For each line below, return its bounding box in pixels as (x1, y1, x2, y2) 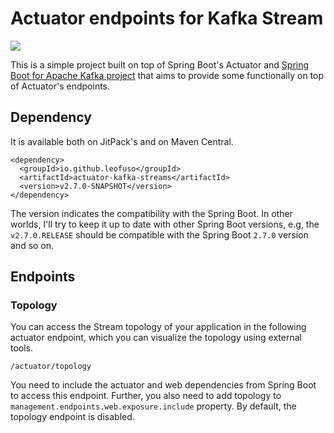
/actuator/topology (10, 362, 92, 372)
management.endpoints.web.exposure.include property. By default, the (10, 400, 297, 412)
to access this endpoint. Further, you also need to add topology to (10, 390, 282, 402)
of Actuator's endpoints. (10, 80, 111, 92)
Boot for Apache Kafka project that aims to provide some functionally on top (10, 69, 325, 81)
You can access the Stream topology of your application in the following (10, 321, 307, 333)
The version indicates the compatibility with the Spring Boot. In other (10, 207, 293, 219)
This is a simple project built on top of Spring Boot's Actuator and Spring (10, 58, 310, 71)
